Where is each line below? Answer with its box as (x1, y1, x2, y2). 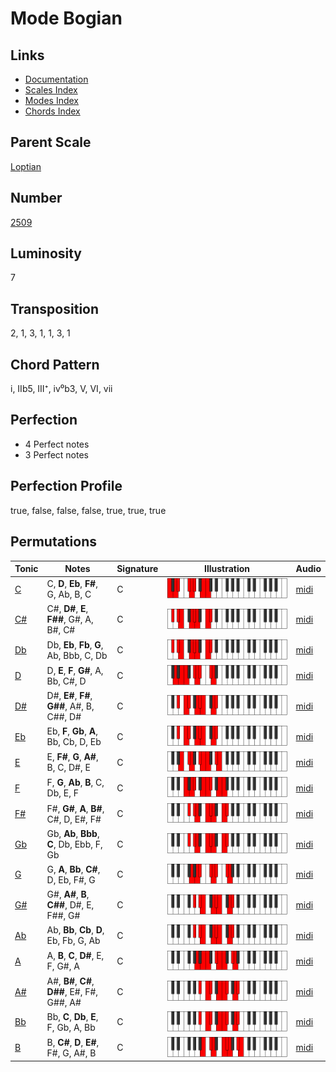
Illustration (203, 563, 251, 574)
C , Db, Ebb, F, (46, 838, 103, 850)
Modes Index (24, 95, 79, 106)
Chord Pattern (10, 356, 100, 373)
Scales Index (24, 84, 78, 96)
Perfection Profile (10, 478, 123, 495)
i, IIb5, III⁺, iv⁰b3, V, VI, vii (10, 383, 113, 395)
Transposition (10, 300, 100, 317)
